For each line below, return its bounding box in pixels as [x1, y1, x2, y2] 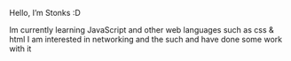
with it [9, 43, 32, 54]
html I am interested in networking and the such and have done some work [9, 34, 282, 44]
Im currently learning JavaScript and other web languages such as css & [9, 25, 274, 34]
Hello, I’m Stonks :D [9, 8, 82, 18]
